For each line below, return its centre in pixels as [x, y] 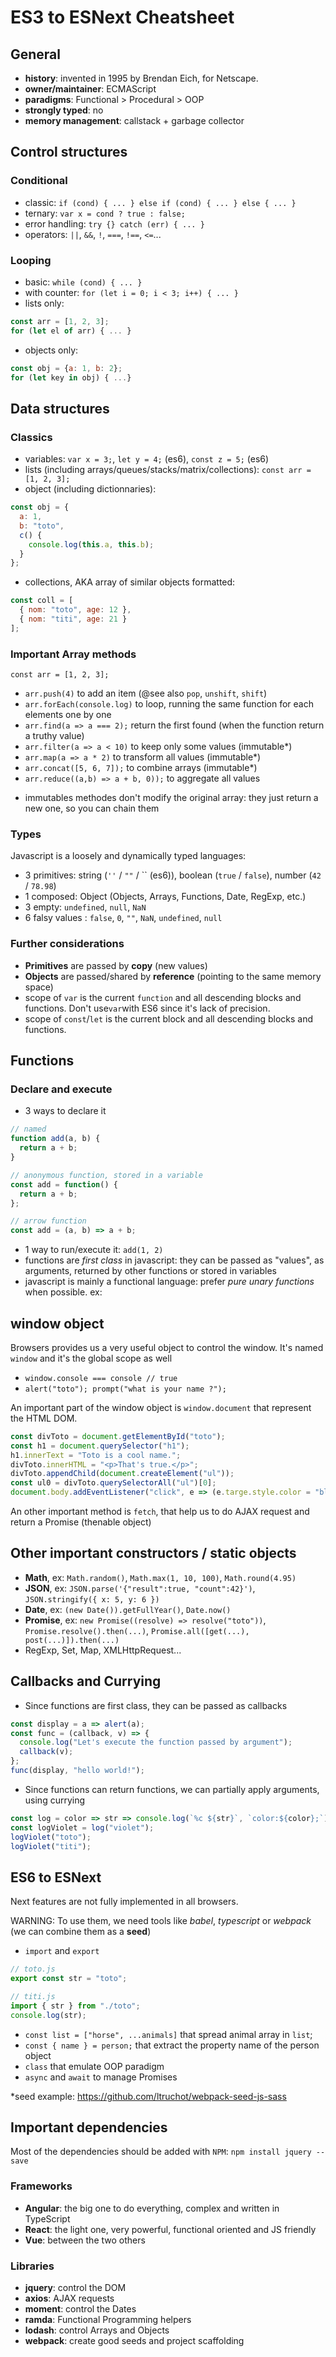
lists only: [44, 303]
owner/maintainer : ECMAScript [90, 89]
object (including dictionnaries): [90, 489]
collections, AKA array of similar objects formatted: [130, 582]
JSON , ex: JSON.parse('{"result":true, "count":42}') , [140, 1588]
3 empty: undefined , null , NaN [85, 907]
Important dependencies [89, 2127]
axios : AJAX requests [69, 2298]
